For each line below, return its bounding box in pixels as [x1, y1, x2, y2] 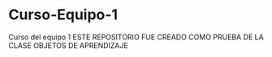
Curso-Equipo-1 [8, 6, 119, 24]
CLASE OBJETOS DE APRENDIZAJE [8, 40, 128, 50]
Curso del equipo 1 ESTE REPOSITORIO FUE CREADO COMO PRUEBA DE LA [8, 32, 264, 42]
